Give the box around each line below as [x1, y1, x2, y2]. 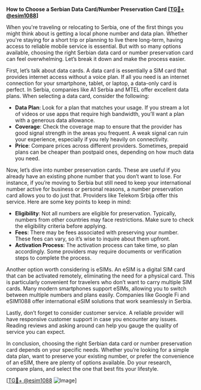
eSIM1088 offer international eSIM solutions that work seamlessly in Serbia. [6, 298, 193, 304]
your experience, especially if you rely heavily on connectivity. [14, 136, 169, 143]
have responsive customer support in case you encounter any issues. [6, 316, 178, 322]
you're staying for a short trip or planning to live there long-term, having [6, 36, 184, 43]
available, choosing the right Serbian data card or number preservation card [6, 49, 193, 56]
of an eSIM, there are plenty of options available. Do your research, [6, 359, 172, 366]
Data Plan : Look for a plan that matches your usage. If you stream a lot [14, 104, 190, 111]
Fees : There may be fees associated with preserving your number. [14, 229, 179, 236]
